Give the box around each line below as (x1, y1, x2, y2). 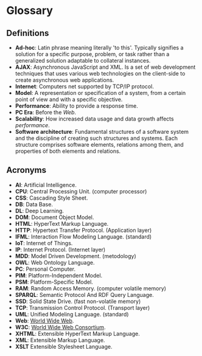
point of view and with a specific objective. (15, 96, 123, 103)
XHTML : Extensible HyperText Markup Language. (15, 330, 140, 337)
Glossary (6, 4, 54, 18)
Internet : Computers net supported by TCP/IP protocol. (15, 83, 154, 90)
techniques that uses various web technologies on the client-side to (15, 70, 186, 77)
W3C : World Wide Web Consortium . (15, 323, 106, 330)
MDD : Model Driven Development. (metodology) (15, 252, 137, 259)
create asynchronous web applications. (15, 77, 114, 83)
